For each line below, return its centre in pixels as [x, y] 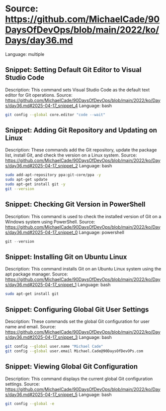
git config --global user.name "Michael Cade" [54, 347]
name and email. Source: [31, 327]
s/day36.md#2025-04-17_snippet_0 [41, 232]
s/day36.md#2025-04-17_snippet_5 [41, 395]
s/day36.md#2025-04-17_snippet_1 [41, 285]
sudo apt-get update [27, 180]
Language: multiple [25, 54]
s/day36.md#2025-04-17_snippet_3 [41, 337]
